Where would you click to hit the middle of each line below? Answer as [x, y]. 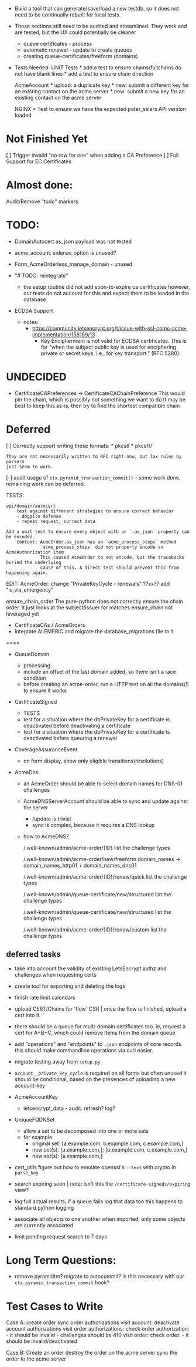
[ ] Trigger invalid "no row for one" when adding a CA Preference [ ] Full [92, 155]
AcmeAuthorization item [35, 552]
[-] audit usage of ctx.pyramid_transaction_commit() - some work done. [93, 477]
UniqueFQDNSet [35, 1119]
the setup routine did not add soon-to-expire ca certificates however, [106, 286]
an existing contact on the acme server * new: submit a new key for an [100, 91]
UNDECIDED [37, 377]
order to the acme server [36, 1359]
